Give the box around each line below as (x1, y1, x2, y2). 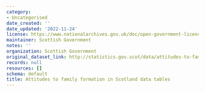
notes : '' (6, 43, 32, 49)
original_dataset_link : (6, 54, 67, 60)
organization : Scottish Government (6, 48, 97, 54)
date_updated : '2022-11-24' (6, 25, 78, 32)
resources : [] (6, 65, 43, 71)
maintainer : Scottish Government (6, 37, 92, 43)
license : (6, 31, 29, 38)
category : (6, 8, 32, 15)
